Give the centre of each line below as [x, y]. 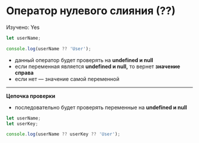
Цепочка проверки [31, 96]
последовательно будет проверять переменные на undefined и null [101, 107]
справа [24, 73]
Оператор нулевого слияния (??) [91, 11]
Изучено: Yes [23, 27]
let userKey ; [22, 123]
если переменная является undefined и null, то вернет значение [97, 66]
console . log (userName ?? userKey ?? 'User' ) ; [63, 134]
